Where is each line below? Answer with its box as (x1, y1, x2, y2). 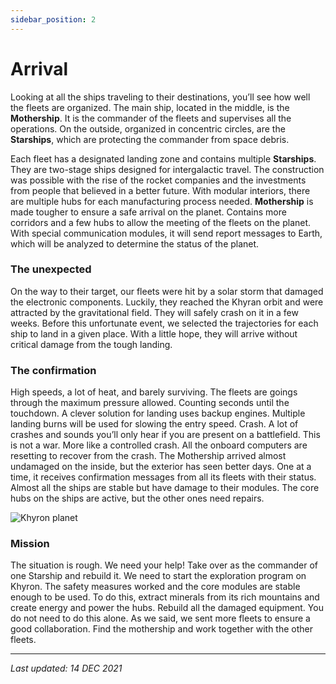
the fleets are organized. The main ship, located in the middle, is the (10, 101, 290, 113)
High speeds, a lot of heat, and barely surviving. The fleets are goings (10, 386, 298, 398)
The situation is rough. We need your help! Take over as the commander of (10, 559, 319, 571)
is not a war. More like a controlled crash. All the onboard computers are (10, 439, 308, 451)
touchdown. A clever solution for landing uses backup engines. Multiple (10, 407, 306, 420)
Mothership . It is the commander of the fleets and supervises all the (10, 112, 292, 124)
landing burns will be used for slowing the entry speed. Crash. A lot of (10, 418, 299, 430)
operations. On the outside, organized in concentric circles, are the (10, 122, 286, 135)
